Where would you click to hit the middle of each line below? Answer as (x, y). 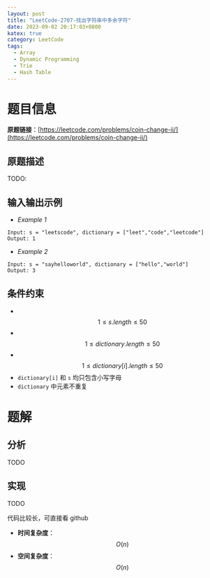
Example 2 (32, 252)
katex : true (24, 33)
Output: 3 (22, 271)
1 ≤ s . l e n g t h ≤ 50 (122, 322)
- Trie (23, 66)
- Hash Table (32, 72)
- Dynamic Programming (46, 59)
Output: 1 (22, 239)
